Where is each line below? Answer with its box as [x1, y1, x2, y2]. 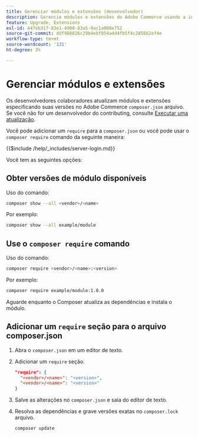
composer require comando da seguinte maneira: [6, 133, 126, 140]
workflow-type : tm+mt [6, 36, 60, 42]
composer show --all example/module [6, 222, 96, 229]
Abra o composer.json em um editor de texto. [14, 346, 124, 353]
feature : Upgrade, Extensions [6, 19, 81, 25]
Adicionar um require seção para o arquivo [6, 322, 167, 332]
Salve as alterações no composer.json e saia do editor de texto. [14, 396, 168, 403]
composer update [14, 425, 55, 432]
